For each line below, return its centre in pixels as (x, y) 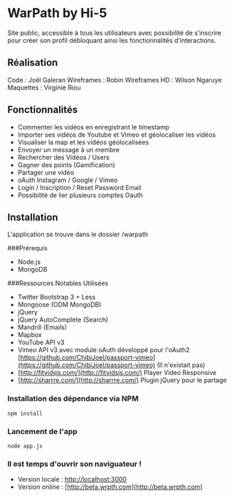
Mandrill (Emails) (42, 327)
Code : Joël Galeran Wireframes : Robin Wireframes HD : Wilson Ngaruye (115, 80)
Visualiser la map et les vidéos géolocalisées (83, 142)
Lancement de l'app (43, 431)
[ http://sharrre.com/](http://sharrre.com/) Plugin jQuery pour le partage (122, 380)
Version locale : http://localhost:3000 (72, 480)
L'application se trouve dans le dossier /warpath (78, 234)
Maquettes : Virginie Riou (44, 88)
